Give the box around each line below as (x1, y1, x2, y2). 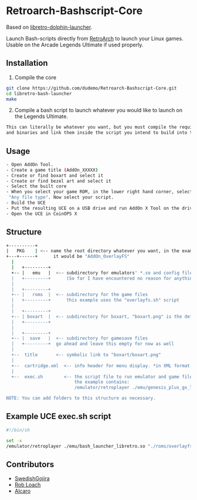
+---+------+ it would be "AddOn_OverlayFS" (6, 254, 130, 260)
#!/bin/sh (6, 427, 30, 433)
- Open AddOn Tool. (6, 162, 54, 167)
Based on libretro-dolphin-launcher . (6, 24, 93, 31)
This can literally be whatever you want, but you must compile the (6, 125, 177, 130)
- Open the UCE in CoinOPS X (6, 210, 77, 217)
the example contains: (74, 379, 130, 385)
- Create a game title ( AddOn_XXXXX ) (6, 167, 98, 173)
